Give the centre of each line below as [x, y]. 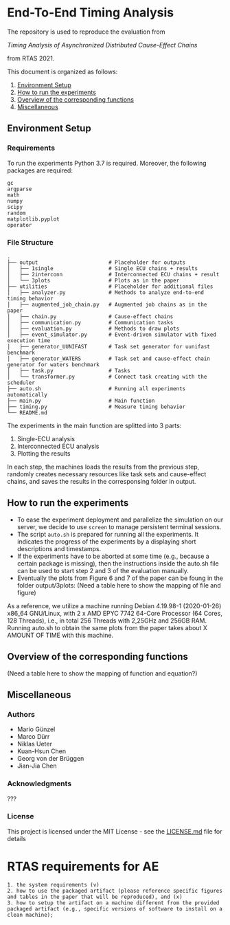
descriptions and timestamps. [59, 548]
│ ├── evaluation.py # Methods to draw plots [93, 328]
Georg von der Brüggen [50, 759]
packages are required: [40, 170]
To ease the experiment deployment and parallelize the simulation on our [120, 520]
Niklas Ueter [35, 744]
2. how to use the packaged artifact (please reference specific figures [115, 891]
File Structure [30, 242]
